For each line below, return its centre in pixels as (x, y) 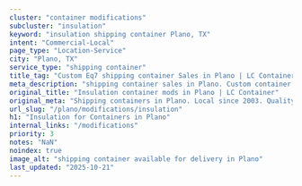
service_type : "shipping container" (78, 68)
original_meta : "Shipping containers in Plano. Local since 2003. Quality (152, 101)
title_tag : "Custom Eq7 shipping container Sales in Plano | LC (132, 76)
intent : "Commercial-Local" (62, 42)
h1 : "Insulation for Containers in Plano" (90, 117)
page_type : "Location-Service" (68, 51)
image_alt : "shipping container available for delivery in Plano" (136, 159)
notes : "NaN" (34, 142)
